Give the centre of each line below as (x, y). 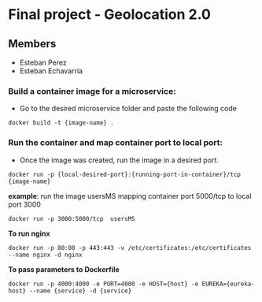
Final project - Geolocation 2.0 (109, 15)
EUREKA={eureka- (229, 284)
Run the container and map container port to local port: (115, 143)
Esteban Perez (43, 62)
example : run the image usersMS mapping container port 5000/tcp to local (130, 196)
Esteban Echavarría (51, 71)
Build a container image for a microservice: (92, 91)
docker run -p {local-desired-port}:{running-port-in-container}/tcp (125, 174)
